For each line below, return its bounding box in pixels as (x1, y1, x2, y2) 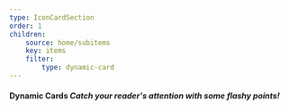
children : (9, 30, 47, 38)
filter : (25, 55, 54, 63)
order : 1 (9, 21, 42, 30)
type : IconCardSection (9, 13, 95, 22)
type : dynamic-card (41, 63, 115, 72)
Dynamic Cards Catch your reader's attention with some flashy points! (9, 90, 281, 101)
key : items (25, 47, 67, 55)
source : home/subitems (25, 38, 111, 47)
